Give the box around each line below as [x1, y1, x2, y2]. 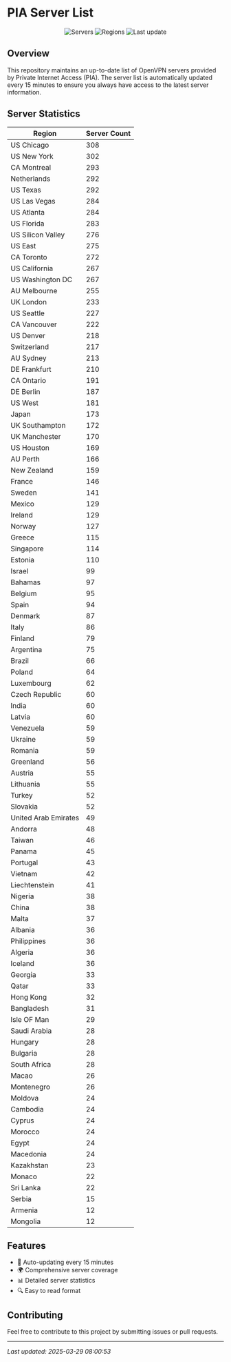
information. [7, 88, 42, 96]
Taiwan [10, 835, 34, 845]
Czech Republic [10, 689, 62, 699]
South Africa [10, 1059, 52, 1069]
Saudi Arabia [10, 1026, 52, 1036]
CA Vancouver [10, 319, 57, 329]
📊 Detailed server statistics [16, 1276, 96, 1285]
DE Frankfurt [10, 364, 52, 374]
